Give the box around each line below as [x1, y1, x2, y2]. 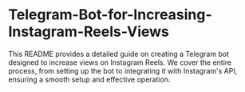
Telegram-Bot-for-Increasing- [8, 6, 213, 24]
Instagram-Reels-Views [8, 22, 170, 41]
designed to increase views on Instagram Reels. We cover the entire [8, 58, 232, 67]
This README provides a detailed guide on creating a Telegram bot [8, 49, 230, 58]
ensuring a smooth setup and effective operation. [8, 74, 171, 84]
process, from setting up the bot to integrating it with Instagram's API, [8, 66, 238, 75]
